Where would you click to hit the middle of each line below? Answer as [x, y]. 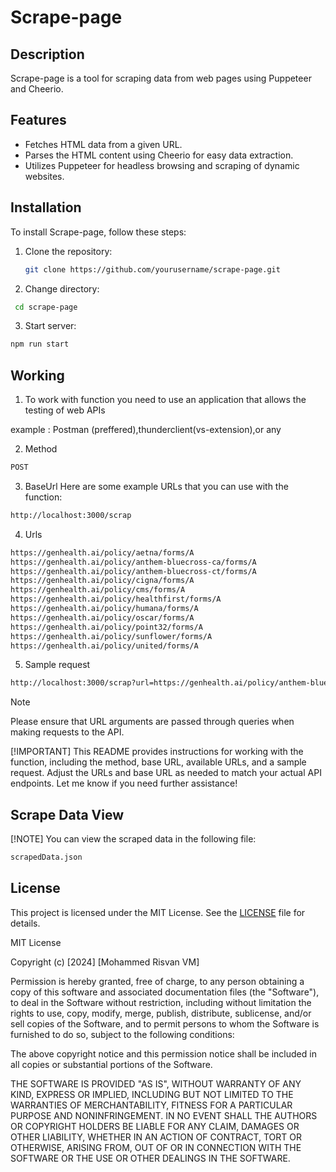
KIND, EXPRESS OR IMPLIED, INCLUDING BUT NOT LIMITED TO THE [152, 1094]
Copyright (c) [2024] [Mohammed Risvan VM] [105, 962]
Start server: [50, 326]
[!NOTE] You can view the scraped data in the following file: [133, 839]
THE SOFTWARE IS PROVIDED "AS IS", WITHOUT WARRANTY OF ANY [156, 1083]
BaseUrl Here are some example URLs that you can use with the [156, 486]
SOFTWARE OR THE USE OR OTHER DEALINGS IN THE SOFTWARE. [150, 1158]
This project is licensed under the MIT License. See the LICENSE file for [158, 912]
